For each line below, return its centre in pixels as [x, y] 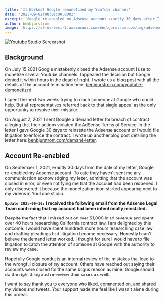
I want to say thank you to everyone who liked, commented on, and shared [81, 284]
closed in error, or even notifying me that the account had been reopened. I [81, 183]
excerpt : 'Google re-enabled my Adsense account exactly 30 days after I [82, 19]
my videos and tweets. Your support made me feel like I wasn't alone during [82, 289]
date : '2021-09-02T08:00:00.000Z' [41, 14]
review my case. [22, 249]
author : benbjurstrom [27, 23]
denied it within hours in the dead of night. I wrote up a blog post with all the [82, 80]
